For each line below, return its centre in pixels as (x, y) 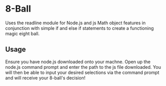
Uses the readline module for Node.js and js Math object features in (75, 23)
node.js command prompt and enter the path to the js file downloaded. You (83, 67)
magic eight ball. (22, 33)
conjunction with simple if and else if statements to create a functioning (79, 28)
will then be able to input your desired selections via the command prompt (82, 72)
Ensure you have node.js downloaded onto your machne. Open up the (78, 62)
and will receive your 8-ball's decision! (45, 78)
